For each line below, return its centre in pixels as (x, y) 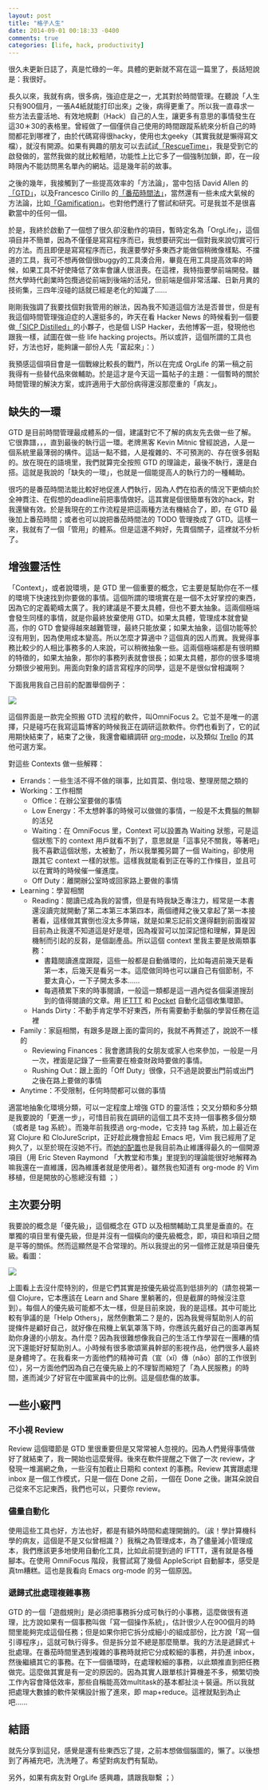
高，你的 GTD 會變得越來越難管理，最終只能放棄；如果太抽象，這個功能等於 (133, 628)
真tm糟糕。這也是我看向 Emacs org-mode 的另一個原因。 (102, 1570)
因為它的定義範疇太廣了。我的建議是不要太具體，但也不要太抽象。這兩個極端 (134, 608)
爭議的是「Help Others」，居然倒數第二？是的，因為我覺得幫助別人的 (134, 1318)
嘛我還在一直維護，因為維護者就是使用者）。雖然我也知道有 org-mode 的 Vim (134, 1167)
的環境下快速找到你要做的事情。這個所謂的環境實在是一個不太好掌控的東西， (134, 597)
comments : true (33, 38)
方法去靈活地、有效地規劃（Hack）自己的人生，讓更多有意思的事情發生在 (135, 116)
